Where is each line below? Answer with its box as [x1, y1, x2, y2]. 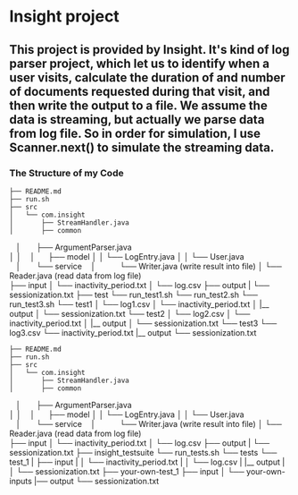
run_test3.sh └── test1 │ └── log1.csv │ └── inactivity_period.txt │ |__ [9, 298, 269, 310]
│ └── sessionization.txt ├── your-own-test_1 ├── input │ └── [9, 465, 245, 476]
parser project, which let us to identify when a [9, 55, 270, 71]
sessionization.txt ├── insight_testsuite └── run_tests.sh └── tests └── [9, 447, 277, 457]
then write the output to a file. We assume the [9, 98, 268, 113]
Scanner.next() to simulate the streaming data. [9, 140, 275, 155]
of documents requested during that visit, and [9, 83, 270, 99]
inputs [9, 475, 33, 486]
